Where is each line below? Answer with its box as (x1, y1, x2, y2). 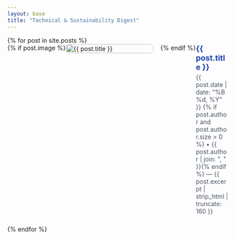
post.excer (195, 177, 227, 186)
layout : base (7, 10, 46, 18)
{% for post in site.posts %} (7, 36, 88, 44)
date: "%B (195, 88, 226, 96)
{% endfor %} (7, 225, 48, 233)
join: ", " (203, 155, 227, 163)
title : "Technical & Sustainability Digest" (7, 17, 140, 24)
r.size (195, 132, 212, 141)
